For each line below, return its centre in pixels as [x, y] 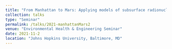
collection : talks [25, 15]
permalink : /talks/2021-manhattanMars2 [48, 24]
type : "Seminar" [23, 19]
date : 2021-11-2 [23, 34]
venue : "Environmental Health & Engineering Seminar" [64, 29]
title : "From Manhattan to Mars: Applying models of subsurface [75, 10]
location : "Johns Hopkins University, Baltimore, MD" [64, 39]
